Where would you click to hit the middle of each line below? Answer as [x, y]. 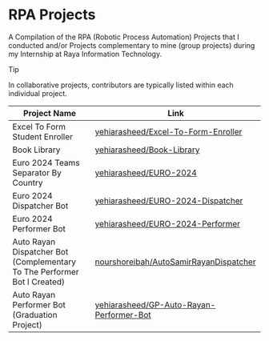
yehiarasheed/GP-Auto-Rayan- [155, 304]
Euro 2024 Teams [46, 162]
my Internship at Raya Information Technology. [85, 54]
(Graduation [35, 315]
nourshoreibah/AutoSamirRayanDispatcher [175, 262]
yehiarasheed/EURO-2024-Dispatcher [169, 200]
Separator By [37, 172]
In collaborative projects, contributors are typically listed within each [121, 85]
